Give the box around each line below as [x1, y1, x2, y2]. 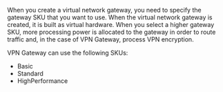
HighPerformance [17, 77, 68, 85]
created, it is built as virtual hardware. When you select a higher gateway [7, 21, 215, 28]
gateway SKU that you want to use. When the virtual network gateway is [7, 13, 213, 21]
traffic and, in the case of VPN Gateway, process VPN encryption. [7, 35, 195, 44]
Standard [17, 69, 43, 77]
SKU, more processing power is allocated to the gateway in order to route [7, 28, 216, 36]
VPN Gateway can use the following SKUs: [7, 48, 128, 57]
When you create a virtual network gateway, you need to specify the [7, 6, 202, 14]
